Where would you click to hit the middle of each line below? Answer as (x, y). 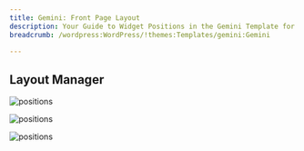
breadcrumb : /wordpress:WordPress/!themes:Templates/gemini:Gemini (140, 35)
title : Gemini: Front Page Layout (75, 18)
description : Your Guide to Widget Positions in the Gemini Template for (152, 26)
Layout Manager (57, 80)
